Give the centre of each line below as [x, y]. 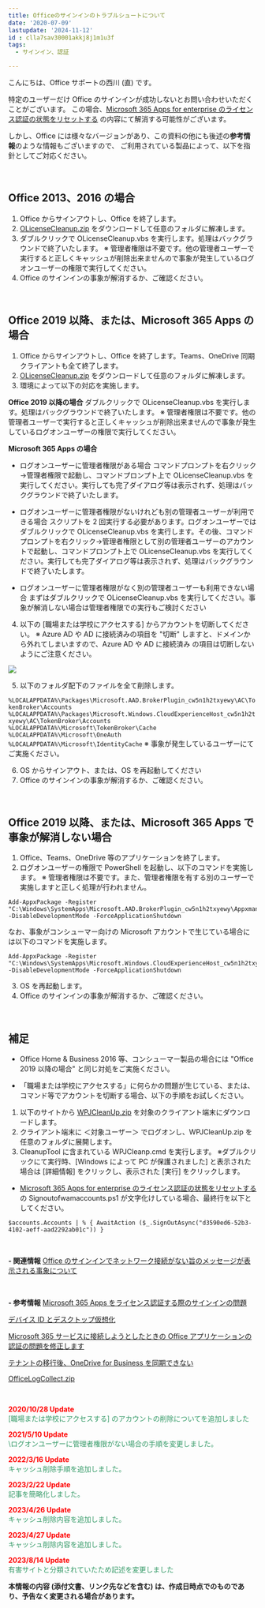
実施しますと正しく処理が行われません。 [85, 887]
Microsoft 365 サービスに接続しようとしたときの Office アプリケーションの [130, 1336]
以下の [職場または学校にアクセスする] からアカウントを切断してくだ [131, 624]
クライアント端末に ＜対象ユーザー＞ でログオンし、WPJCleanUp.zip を [136, 1132]
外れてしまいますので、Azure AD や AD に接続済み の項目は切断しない [140, 643]
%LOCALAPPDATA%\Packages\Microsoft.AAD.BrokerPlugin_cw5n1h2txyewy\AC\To [132, 700]
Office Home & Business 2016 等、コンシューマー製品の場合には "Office [136, 1059]
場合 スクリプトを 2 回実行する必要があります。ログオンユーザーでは [145, 521]
